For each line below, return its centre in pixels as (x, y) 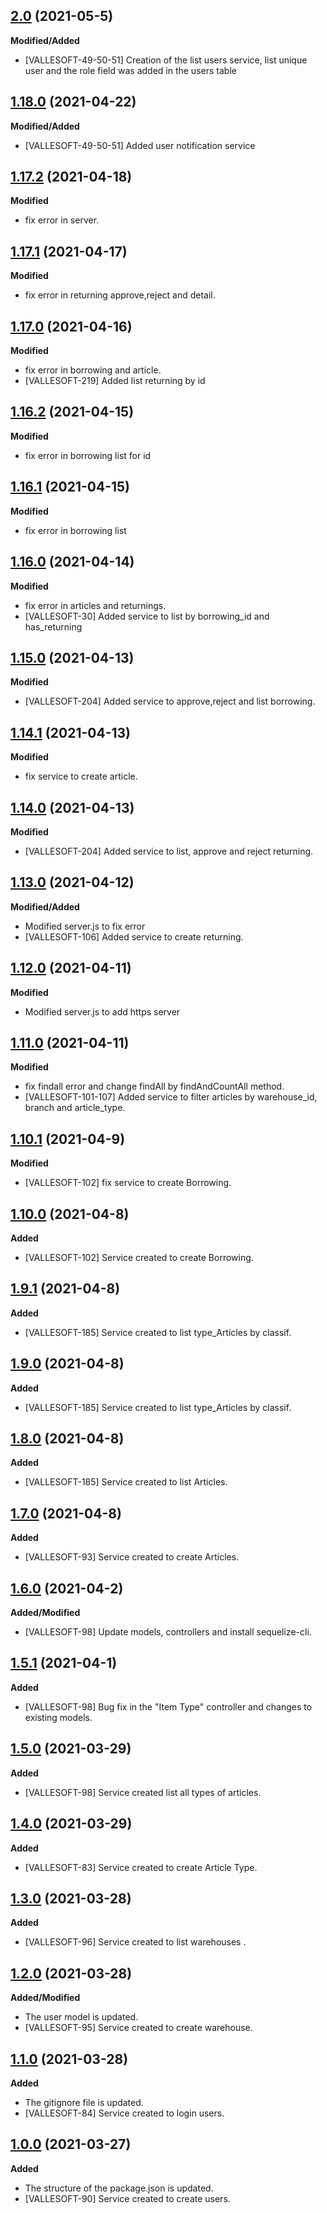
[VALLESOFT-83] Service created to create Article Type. (141, 1867)
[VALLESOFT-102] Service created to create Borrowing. (139, 1257)
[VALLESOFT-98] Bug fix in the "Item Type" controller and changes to (168, 1706)
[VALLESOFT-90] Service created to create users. (127, 2198)
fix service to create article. (81, 776)
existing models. (58, 1717)
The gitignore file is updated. (84, 2102)
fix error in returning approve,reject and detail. (120, 295)
